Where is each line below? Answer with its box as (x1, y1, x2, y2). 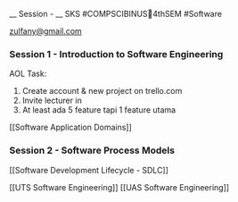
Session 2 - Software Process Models (9, 144, 176, 156)
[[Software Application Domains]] (9, 122, 132, 133)
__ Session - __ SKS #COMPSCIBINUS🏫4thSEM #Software (9, 9, 223, 19)
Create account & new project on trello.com (21, 86, 183, 97)
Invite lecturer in (21, 95, 82, 106)
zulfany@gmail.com (9, 26, 82, 36)
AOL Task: (9, 68, 47, 80)
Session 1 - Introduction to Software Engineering (9, 47, 224, 60)
